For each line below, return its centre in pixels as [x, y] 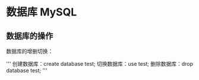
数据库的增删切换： [30, 51]
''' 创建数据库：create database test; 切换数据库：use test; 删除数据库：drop [100, 64]
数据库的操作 [30, 36]
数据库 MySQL [42, 12]
